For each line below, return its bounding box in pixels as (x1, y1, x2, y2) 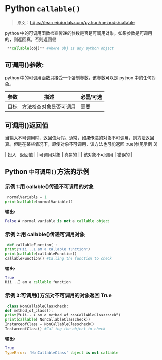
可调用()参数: (5, 61, 44, 69)
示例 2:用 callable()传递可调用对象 (5, 231, 85, 238)
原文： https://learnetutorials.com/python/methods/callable (17, 20, 135, 25)
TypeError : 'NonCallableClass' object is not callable (5, 350, 119, 355)
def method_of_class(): (5, 308, 54, 313)
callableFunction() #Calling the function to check (5, 256, 112, 261)
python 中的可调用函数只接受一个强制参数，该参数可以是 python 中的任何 (5, 74, 152, 81)
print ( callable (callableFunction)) (5, 251, 77, 256)
